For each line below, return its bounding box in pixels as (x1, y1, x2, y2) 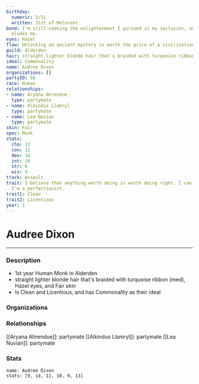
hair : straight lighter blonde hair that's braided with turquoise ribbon (6, 53, 195, 59)
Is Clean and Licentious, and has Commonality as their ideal (14, 289, 161, 296)
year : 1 (6, 202, 25, 208)
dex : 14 (11, 152, 31, 158)
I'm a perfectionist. (11, 185, 65, 191)
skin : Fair (6, 125, 33, 131)
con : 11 (11, 147, 31, 153)
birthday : (6, 8, 31, 15)
